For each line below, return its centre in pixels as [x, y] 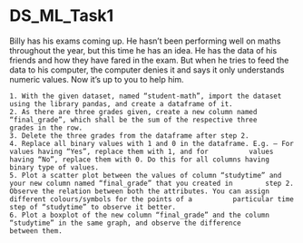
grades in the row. [46, 128]
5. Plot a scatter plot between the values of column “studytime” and [146, 175]
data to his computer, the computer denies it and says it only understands [147, 70]
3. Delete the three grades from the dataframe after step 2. [129, 136]
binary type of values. [54, 167]
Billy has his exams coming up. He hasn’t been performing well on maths [145, 41]
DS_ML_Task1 [62, 16]
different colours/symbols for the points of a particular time [152, 199]
